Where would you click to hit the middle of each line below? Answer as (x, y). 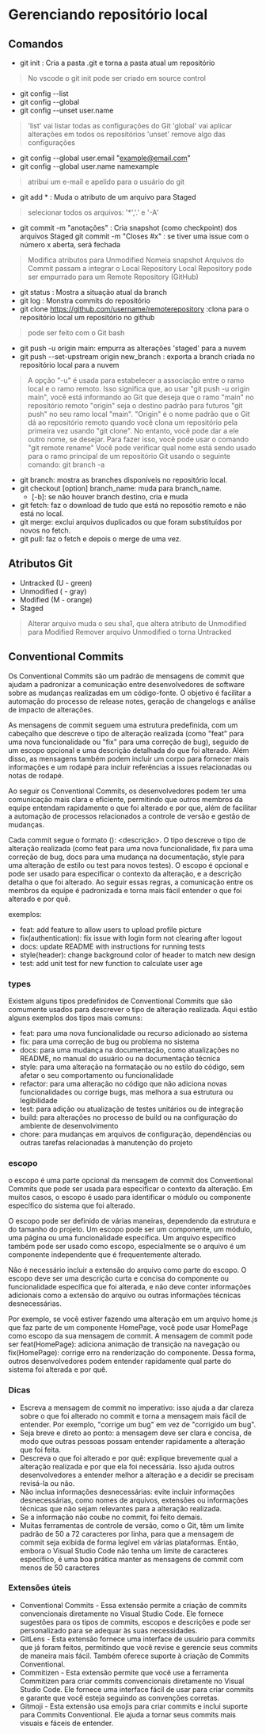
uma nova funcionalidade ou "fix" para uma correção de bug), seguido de (129, 742)
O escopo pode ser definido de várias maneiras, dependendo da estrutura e (132, 1221)
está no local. (42, 514)
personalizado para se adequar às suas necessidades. (108, 1630)
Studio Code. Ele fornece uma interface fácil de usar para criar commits (137, 1689)
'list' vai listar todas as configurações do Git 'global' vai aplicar (129, 126)
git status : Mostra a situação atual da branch (93, 292)
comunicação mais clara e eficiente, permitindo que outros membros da (125, 799)
